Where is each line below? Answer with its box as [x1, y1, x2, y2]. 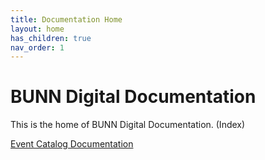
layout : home [10, 24, 65, 34]
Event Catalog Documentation [10, 138, 134, 150]
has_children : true [10, 33, 92, 43]
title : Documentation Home [10, 14, 123, 25]
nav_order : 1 [10, 42, 65, 53]
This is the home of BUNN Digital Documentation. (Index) [10, 119, 246, 131]
